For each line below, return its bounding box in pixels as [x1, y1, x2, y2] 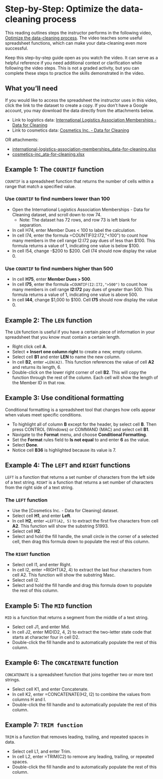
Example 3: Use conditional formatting [5, 394, 124, 402]
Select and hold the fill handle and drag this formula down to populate [12, 582, 152, 589]
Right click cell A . [12, 344, 47, 349]
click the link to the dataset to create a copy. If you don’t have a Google [5, 102, 148, 108]
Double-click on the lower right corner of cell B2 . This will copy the [12, 369, 147, 375]
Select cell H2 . [12, 528, 42, 534]
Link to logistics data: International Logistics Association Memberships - [12, 117, 157, 122]
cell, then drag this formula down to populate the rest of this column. [12, 538, 150, 544]
